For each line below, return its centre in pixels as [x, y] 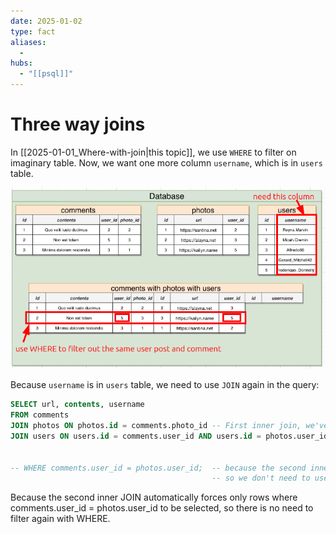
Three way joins [78, 124]
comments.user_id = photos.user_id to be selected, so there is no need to [162, 508]
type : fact [33, 31]
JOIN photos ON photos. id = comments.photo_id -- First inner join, [156, 426]
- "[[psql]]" [46, 74]
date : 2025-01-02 [46, 21]
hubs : [21, 63]
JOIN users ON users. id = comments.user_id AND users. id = [136, 436]
